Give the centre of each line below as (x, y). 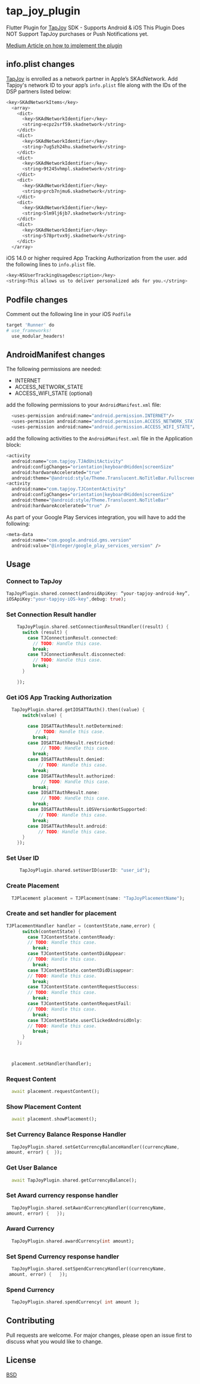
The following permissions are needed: (54, 369)
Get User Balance (32, 1168)
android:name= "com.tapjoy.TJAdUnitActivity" (68, 461)
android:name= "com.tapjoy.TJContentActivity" (69, 489)
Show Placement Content (44, 1107)
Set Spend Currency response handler (63, 1256)
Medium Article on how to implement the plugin (64, 45)
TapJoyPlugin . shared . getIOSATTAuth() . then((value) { (78, 710)
